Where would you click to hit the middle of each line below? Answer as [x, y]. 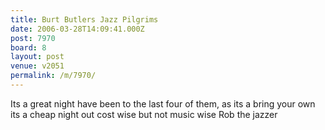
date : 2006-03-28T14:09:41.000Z [77, 29]
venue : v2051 [37, 66]
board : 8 [28, 47]
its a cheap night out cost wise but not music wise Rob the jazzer [144, 114]
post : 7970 [33, 38]
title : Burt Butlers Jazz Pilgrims [84, 19]
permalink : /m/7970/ [53, 76]
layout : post [37, 57]
